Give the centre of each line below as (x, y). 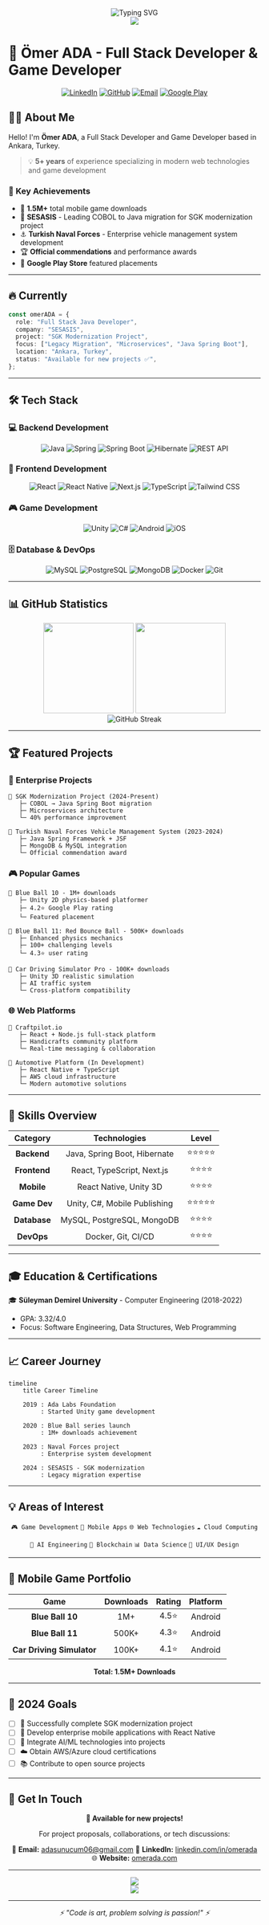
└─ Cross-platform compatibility (74, 991)
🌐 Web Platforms (42, 1011)
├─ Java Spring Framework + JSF (73, 839)
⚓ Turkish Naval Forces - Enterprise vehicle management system (128, 234)
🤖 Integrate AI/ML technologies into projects (92, 1742)
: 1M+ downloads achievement (89, 1433)
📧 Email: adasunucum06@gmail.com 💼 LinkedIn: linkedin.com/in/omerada (134, 1849)
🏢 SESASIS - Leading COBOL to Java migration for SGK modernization (136, 217)
